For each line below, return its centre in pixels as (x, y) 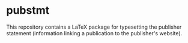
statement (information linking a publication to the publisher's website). (94, 33)
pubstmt (28, 10)
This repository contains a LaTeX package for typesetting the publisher (94, 27)
